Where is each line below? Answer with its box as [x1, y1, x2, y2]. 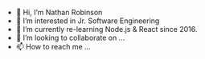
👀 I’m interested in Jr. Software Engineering [15, 16, 160, 26]
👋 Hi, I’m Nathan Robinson [15, 8, 103, 17]
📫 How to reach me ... [15, 42, 91, 51]
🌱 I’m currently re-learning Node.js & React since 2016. [15, 25, 198, 33]
